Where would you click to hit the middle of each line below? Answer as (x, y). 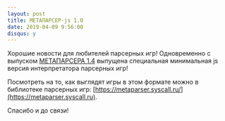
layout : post (26, 14)
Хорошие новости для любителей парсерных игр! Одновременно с (109, 53)
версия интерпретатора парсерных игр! (68, 68)
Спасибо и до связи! (38, 110)
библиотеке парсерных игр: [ (51, 89)
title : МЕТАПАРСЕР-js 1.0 (45, 20)
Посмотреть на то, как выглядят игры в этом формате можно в (103, 82)
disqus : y (22, 33)
